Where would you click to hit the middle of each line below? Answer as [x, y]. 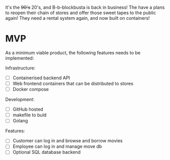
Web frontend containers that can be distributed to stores [73, 84]
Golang [20, 121]
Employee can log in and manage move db [57, 146]
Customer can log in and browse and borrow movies [68, 141]
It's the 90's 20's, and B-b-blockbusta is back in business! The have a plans [85, 7]
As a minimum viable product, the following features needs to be [73, 52]
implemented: [20, 58]
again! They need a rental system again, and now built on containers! [78, 18]
